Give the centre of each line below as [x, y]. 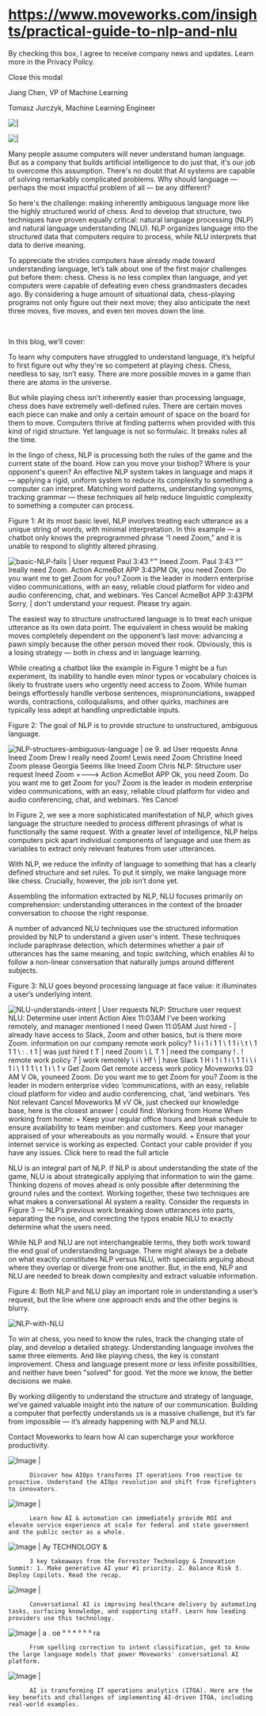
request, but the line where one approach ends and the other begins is [123, 1299]
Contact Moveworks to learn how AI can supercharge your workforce [121, 1436]
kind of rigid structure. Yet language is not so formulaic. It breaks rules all [128, 431]
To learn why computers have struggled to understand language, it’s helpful [132, 357]
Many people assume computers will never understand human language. [127, 154]
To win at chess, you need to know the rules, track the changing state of [126, 1338]
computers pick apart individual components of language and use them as [129, 840]
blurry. [19, 1308]
